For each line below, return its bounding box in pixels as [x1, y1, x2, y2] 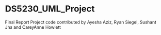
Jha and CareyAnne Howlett [5, 24, 61, 30]
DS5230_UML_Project [5, 3, 95, 14]
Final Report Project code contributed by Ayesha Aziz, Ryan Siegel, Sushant [5, 19, 157, 25]
